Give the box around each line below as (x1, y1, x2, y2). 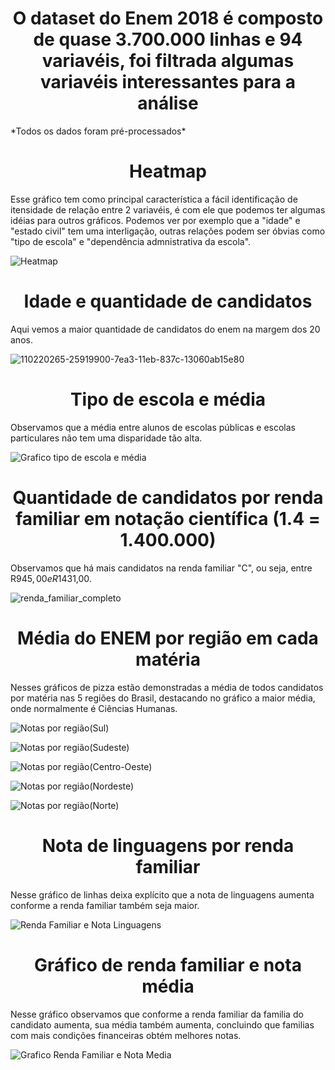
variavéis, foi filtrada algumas (41, 50, 295, 72)
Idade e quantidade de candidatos (23, 290, 313, 313)
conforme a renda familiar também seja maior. (10, 899, 200, 911)
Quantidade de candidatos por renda (12, 486, 324, 509)
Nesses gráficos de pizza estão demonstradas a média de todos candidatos (10, 681, 324, 693)
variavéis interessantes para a (40, 71, 296, 94)
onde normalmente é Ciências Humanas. (10, 702, 178, 714)
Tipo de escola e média (69, 388, 267, 411)
